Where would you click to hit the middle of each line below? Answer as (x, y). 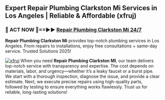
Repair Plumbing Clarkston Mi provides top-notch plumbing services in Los (82, 40)
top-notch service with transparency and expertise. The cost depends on (80, 66)
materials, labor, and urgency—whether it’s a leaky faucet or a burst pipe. (80, 71)
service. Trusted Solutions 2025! (38, 51)
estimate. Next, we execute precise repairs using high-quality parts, (74, 81)
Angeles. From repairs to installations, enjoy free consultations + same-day (81, 46)
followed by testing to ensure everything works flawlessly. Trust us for (76, 87)
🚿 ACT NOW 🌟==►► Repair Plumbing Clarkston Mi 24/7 (73, 30)
